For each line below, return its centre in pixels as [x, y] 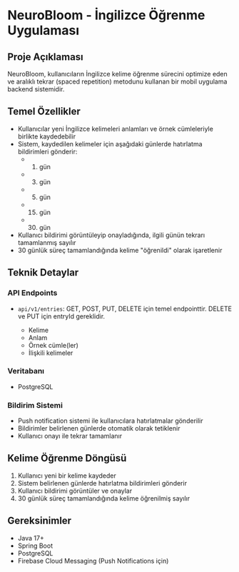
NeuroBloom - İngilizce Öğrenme [106, 15]
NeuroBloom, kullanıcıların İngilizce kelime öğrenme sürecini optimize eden [118, 74]
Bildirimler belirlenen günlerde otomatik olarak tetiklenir [99, 428]
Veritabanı [26, 371]
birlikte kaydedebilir [47, 136]
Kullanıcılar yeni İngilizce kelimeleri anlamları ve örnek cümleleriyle [116, 129]
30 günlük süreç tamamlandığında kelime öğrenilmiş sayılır [104, 498]
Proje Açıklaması [45, 57]
